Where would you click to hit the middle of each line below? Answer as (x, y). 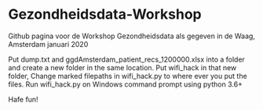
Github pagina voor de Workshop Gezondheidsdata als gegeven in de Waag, (131, 36)
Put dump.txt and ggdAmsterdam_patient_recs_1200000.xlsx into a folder (127, 59)
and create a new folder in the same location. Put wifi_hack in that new (122, 67)
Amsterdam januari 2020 (48, 44)
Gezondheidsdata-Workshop (105, 14)
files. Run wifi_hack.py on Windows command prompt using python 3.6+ (126, 84)
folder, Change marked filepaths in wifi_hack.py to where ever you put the (128, 76)
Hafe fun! (23, 99)
